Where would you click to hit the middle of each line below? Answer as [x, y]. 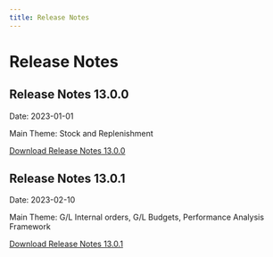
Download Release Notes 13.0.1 [66, 244]
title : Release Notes [50, 17]
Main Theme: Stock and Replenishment [81, 133]
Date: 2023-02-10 [42, 200]
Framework [30, 227]
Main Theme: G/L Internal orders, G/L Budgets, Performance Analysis [137, 217]
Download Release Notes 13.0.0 [67, 150]
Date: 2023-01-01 [41, 116]
